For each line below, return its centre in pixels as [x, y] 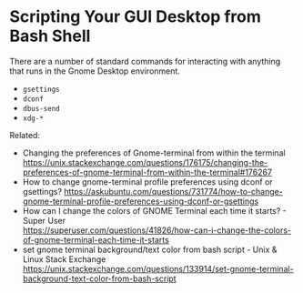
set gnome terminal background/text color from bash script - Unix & [150, 249]
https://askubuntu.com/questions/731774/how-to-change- [173, 191]
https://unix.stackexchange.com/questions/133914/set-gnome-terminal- [158, 268]
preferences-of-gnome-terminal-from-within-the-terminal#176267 [147, 172]
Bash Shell [50, 36]
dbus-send [41, 108]
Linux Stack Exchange [64, 259]
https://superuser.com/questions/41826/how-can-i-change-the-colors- [157, 230]
